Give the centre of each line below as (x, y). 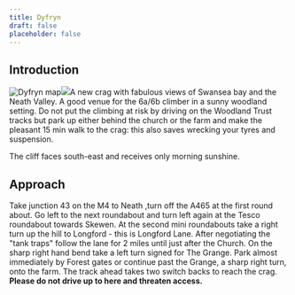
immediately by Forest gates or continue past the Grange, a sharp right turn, (148, 262)
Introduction (44, 70)
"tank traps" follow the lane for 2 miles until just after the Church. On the (141, 243)
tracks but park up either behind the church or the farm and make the (136, 120)
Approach (37, 184)
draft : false (33, 26)
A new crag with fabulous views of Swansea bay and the (173, 92)
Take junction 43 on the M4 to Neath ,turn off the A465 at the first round (141, 206)
